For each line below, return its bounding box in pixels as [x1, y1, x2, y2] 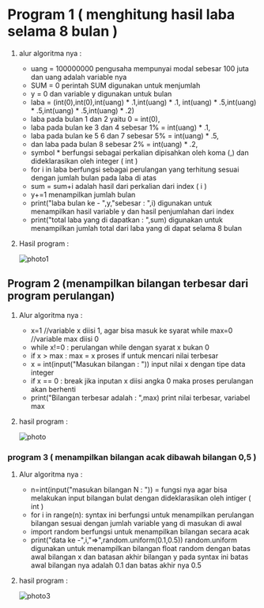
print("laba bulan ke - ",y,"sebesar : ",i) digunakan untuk [30, 198, 213, 207]
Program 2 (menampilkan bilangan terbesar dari [7, 277, 249, 290]
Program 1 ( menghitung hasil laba [7, 6, 236, 24]
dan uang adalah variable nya [30, 72, 127, 81]
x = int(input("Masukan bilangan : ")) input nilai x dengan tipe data [30, 359, 246, 368]
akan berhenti [30, 384, 77, 394]
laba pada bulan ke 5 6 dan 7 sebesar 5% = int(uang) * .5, [30, 130, 219, 140]
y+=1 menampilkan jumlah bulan [30, 190, 136, 199]
